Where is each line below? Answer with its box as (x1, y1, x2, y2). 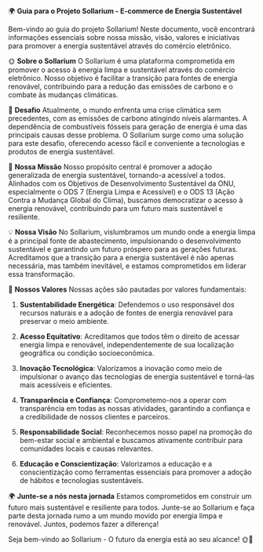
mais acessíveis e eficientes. (19, 380, 112, 390)
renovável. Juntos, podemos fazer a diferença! (8, 520, 159, 528)
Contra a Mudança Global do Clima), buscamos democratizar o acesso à (8, 195, 243, 205)
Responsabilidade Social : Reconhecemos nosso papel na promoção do (19, 427, 253, 437)
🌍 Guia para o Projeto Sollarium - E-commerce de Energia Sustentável (8, 6, 242, 16)
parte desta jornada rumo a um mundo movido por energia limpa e (8, 511, 223, 520)
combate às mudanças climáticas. (8, 90, 119, 100)
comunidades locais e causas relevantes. (19, 444, 153, 453)
